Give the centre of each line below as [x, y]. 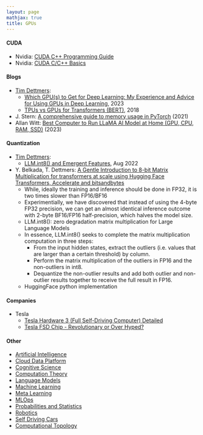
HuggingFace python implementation [71, 286]
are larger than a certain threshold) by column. [92, 254]
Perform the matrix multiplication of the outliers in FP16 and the [112, 261]
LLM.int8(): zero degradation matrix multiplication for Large [98, 221]
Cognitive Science [38, 367]
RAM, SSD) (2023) [38, 129]
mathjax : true [24, 18]
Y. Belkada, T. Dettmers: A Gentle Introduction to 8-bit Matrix [92, 170]
